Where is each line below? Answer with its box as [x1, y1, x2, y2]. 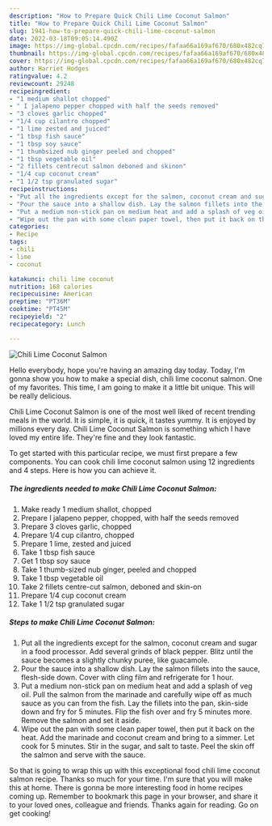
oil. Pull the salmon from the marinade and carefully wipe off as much [20, 689, 253, 699]
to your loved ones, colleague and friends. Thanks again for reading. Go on [9, 799, 259, 810]
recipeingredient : [9, 87, 71, 96]
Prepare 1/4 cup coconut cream [20, 590, 127, 600]
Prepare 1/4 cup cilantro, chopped [20, 530, 135, 539]
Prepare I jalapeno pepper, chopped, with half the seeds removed [20, 513, 239, 522]
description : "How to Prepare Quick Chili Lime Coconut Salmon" [9, 11, 230, 20]
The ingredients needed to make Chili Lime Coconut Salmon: [9, 483, 217, 494]
